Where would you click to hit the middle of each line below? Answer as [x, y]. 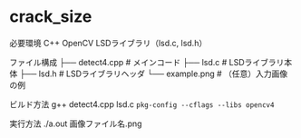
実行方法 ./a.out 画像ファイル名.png [76, 123]
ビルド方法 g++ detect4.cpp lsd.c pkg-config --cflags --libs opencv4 [142, 104]
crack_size [51, 17]
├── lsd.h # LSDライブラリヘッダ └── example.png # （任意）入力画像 [154, 74]
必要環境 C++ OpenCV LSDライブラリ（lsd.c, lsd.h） [108, 43]
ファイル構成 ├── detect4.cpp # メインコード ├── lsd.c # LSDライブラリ [147, 62]
